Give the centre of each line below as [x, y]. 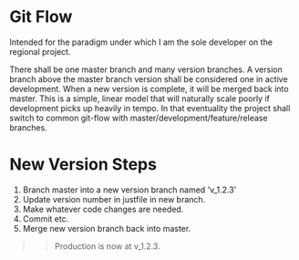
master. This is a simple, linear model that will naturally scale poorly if [140, 99]
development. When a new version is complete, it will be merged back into [149, 88]
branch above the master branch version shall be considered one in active [149, 78]
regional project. [40, 51]
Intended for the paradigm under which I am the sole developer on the [141, 42]
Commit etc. [46, 218]
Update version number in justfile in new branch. [114, 199]
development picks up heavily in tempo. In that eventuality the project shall [150, 108]
